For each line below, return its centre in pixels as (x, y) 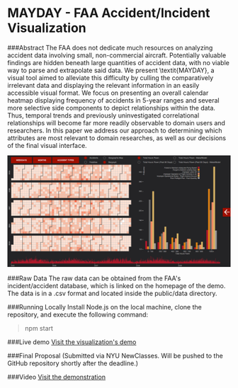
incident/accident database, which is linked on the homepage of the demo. (117, 286)
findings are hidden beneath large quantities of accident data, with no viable (119, 62)
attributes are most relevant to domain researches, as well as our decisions (117, 138)
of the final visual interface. (47, 145)
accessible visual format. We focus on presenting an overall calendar (108, 93)
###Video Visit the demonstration (57, 377)
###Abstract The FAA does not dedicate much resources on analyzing (110, 47)
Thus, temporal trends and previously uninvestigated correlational (103, 115)
